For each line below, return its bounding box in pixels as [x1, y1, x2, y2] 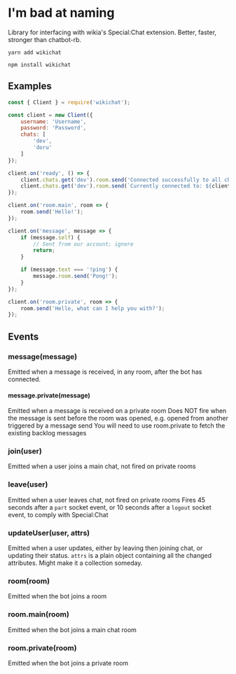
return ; [33, 247, 55, 254]
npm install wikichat [8, 61, 71, 68]
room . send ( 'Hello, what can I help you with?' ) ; [20, 304, 165, 312]
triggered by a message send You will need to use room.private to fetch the [8, 421, 225, 430]
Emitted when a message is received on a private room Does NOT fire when [8, 407, 227, 415]
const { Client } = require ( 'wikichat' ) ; [8, 99, 131, 106]
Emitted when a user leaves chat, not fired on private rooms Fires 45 [8, 496, 206, 504]
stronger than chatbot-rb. [8, 35, 82, 43]
